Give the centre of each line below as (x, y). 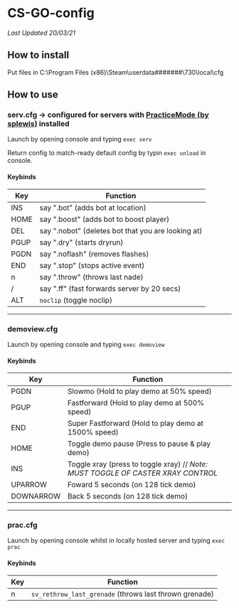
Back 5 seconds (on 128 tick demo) (128, 496)
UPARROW (29, 485)
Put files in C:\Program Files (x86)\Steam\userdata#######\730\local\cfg (116, 72)
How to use (33, 95)
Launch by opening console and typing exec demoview (86, 344)
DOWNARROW (36, 496)
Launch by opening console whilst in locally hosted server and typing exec (116, 540)
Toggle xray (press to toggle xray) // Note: (138, 464)
